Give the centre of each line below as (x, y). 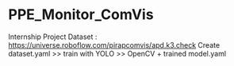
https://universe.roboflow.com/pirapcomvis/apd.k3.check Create (114, 45)
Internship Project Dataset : (53, 37)
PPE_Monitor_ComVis (81, 15)
